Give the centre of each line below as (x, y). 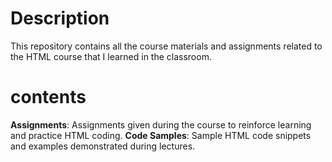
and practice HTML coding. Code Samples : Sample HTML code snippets (161, 135)
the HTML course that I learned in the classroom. (111, 56)
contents (48, 97)
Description (60, 18)
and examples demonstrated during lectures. (103, 146)
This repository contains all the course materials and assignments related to (166, 46)
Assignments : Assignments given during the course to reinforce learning (161, 124)
